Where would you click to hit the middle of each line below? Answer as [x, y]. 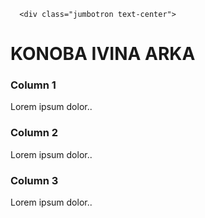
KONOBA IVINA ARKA [103, 54]
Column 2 [34, 133]
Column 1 [33, 85]
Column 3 [34, 180]
